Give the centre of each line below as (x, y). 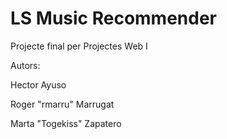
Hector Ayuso (38, 84)
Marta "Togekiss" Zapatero (66, 123)
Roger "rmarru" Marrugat (62, 104)
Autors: (25, 65)
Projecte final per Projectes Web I (79, 46)
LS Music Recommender (114, 18)
